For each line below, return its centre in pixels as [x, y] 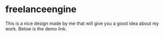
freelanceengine [41, 9]
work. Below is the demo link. [36, 28]
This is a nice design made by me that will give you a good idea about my [82, 23]
